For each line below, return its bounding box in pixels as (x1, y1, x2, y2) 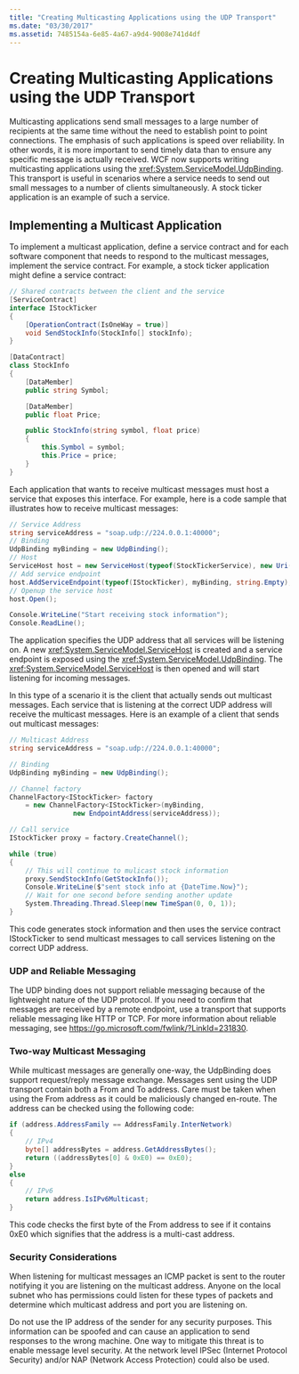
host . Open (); (9, 594, 58, 604)
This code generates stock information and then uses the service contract (9, 923, 281, 934)
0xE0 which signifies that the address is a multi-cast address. (9, 1229, 236, 1240)
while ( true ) (9, 850, 58, 858)
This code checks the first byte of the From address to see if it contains (9, 1219, 271, 1230)
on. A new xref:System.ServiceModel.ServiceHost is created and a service (9, 645, 283, 655)
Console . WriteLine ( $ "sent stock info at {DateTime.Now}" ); (25, 882, 249, 891)
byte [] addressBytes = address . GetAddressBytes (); (25, 1145, 217, 1154)
